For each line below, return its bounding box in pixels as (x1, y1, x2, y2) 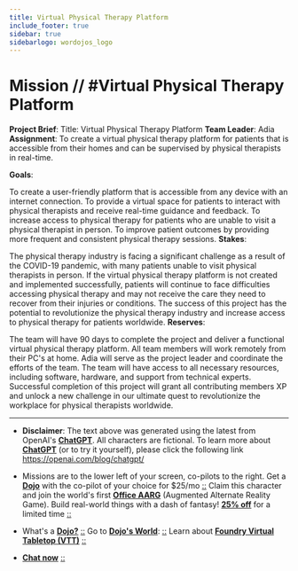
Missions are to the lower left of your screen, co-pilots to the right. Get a (21, 471, 286, 481)
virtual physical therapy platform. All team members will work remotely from (9, 343, 286, 355)
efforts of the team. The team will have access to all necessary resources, (9, 363, 279, 373)
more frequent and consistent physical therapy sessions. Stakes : (9, 234, 247, 245)
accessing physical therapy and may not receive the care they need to (9, 289, 266, 300)
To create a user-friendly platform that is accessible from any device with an (9, 187, 288, 198)
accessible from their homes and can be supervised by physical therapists (9, 143, 281, 153)
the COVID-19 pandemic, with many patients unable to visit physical (9, 261, 257, 271)
